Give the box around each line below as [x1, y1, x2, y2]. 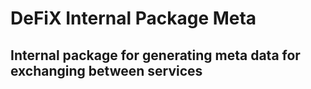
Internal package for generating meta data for [10, 47, 301, 64]
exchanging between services [10, 62, 203, 79]
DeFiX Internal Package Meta [10, 7, 257, 30]
